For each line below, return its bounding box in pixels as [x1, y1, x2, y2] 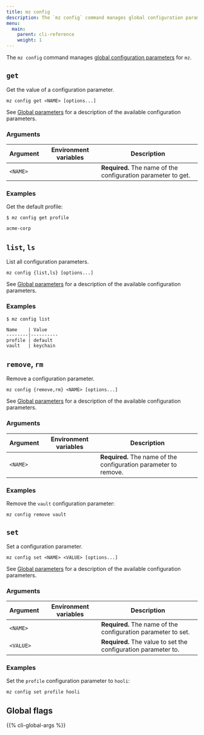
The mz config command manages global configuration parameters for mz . [6, 54, 192, 61]
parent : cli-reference [17, 32, 75, 38]
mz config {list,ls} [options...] [6, 270, 94, 276]
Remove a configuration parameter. [6, 375, 95, 383]
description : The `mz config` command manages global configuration [6, 15, 183, 21]
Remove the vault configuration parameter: [6, 499, 115, 507]
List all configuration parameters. [6, 258, 89, 265]
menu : [6, 20, 20, 26]
